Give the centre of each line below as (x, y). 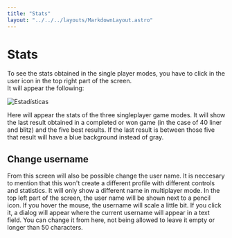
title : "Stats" (29, 14)
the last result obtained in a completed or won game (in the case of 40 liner (115, 123)
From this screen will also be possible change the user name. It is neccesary (116, 176)
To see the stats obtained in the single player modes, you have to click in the (116, 74)
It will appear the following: (46, 88)
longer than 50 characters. (45, 228)
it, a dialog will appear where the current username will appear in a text (108, 213)
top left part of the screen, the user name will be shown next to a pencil (109, 198)
